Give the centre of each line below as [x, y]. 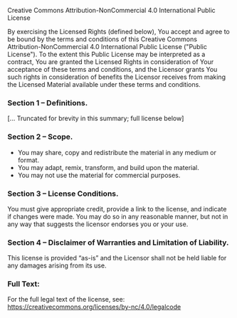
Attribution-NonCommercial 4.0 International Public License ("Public [107, 47]
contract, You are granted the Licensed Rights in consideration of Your [111, 62]
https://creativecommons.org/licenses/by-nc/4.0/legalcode [94, 307]
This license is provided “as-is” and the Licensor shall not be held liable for [117, 258]
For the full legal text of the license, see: [66, 300]
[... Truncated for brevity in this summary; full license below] [96, 118]
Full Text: [24, 284]
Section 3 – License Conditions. [63, 194]
